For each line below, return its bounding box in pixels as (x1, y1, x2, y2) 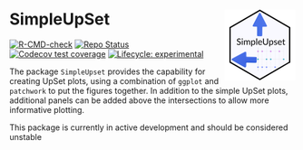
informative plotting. (9, 104, 84, 115)
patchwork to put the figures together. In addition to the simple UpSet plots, (9, 85, 288, 96)
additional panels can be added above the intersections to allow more (9, 95, 269, 106)
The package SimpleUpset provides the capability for (9, 66, 206, 77)
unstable (9, 131, 43, 142)
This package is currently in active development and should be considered (9, 122, 288, 133)
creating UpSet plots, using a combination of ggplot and (9, 75, 220, 86)
